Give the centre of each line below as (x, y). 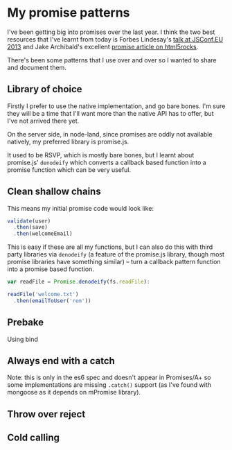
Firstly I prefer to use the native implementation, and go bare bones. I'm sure (116, 106)
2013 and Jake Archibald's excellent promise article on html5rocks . (103, 46)
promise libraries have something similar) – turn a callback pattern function (114, 262)
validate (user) (29, 221)
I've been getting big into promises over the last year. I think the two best (111, 32)
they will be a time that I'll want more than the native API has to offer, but (110, 113)
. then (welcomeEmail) (43, 234)
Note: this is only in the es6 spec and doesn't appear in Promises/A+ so (109, 378)
